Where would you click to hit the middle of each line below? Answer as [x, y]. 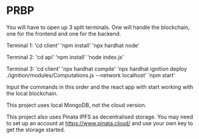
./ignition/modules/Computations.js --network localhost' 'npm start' [91, 75]
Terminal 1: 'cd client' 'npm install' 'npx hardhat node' [73, 45]
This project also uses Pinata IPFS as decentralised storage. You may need [99, 117]
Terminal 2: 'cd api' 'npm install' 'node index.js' [65, 57]
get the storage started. [36, 129]
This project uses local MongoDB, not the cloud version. [76, 105]
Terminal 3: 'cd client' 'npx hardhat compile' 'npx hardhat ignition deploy [97, 69]
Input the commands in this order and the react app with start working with [100, 87]
